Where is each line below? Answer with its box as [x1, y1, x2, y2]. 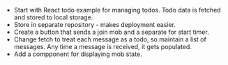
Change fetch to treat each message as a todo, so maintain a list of [13, 35, 207, 44]
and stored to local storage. [13, 13, 93, 21]
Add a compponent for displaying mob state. [13, 50, 142, 58]
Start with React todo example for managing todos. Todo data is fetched [13, 6, 221, 14]
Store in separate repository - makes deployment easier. [13, 21, 176, 28]
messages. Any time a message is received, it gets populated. [13, 43, 192, 50]
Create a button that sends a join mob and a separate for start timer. [13, 28, 209, 36]
